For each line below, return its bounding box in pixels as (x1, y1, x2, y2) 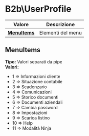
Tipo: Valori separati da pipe (5, 58, 63, 64)
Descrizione (46, 21, 75, 28)
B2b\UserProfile (5, 3, 72, 15)
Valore (13, 21, 29, 28)
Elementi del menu (39, 29, 82, 36)
